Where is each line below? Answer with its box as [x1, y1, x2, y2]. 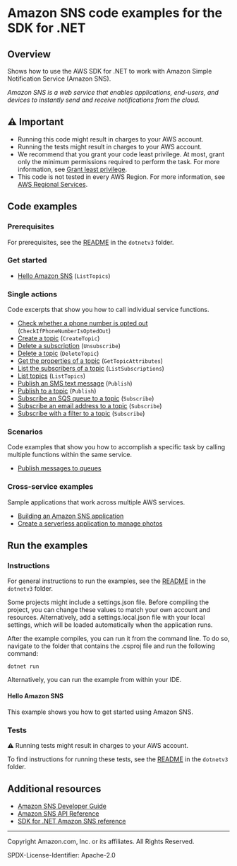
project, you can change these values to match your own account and [7, 606, 210, 614]
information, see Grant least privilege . [17, 165, 128, 173]
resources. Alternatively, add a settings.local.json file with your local [7, 613, 205, 622]
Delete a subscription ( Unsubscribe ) [17, 342, 121, 350]
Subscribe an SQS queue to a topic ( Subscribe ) [17, 394, 154, 403]
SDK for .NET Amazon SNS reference [17, 816, 126, 825]
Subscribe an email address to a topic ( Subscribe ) [17, 402, 162, 410]
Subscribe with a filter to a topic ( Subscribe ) [17, 409, 145, 418]
